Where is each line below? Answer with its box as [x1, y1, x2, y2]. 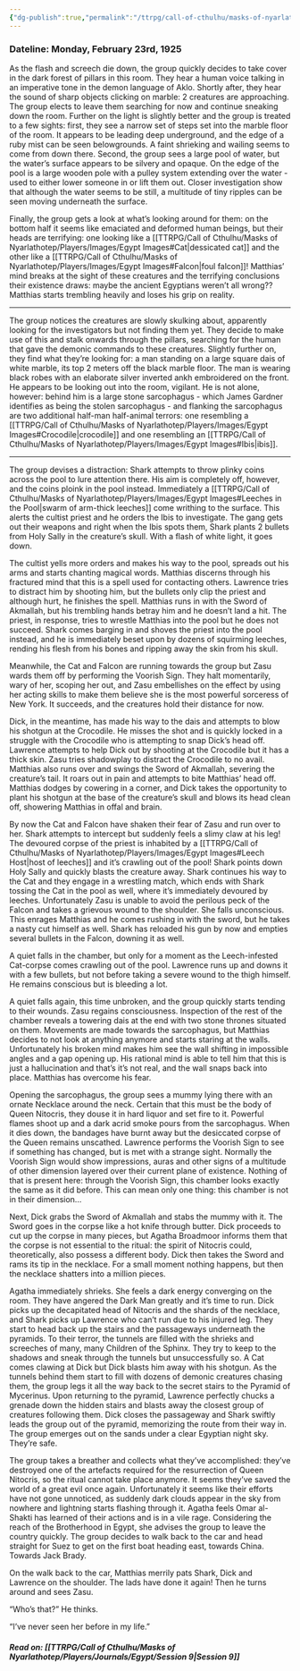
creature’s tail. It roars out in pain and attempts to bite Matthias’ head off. [9, 773, 277, 784]
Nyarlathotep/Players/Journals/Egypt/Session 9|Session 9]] [9, 1651, 240, 1662]
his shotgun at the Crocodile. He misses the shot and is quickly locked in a [9, 725, 283, 736]
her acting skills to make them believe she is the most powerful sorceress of [9, 689, 289, 700]
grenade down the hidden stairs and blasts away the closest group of [9, 1399, 264, 1410]
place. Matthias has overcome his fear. [9, 1072, 152, 1082]
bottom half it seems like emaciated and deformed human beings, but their [9, 223, 284, 233]
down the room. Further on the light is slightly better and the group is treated [9, 110, 291, 121]
